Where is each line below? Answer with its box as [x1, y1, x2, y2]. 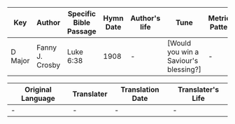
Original [24, 85, 52, 94]
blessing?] [167, 64, 201, 74]
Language [20, 94, 56, 103]
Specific [67, 9, 97, 18]
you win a [167, 47, 199, 57]
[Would [167, 39, 191, 48]
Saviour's [167, 56, 199, 65]
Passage [67, 27, 97, 36]
